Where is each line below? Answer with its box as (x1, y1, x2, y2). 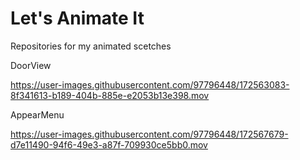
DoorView (10, 59, 52, 71)
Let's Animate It (10, 7, 145, 30)
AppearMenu (10, 108, 65, 121)
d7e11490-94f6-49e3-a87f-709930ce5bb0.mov (10, 138, 208, 151)
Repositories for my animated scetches (10, 40, 172, 52)
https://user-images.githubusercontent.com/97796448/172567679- (10, 128, 289, 140)
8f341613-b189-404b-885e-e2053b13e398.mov (10, 89, 210, 101)
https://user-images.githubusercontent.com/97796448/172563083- (10, 78, 290, 91)
